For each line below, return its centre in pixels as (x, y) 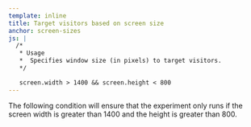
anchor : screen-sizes (45, 31)
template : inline (38, 16)
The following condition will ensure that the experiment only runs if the (126, 105)
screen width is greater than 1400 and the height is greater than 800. (123, 114)
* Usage (32, 53)
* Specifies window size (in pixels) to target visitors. (120, 61)
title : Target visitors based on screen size (86, 23)
